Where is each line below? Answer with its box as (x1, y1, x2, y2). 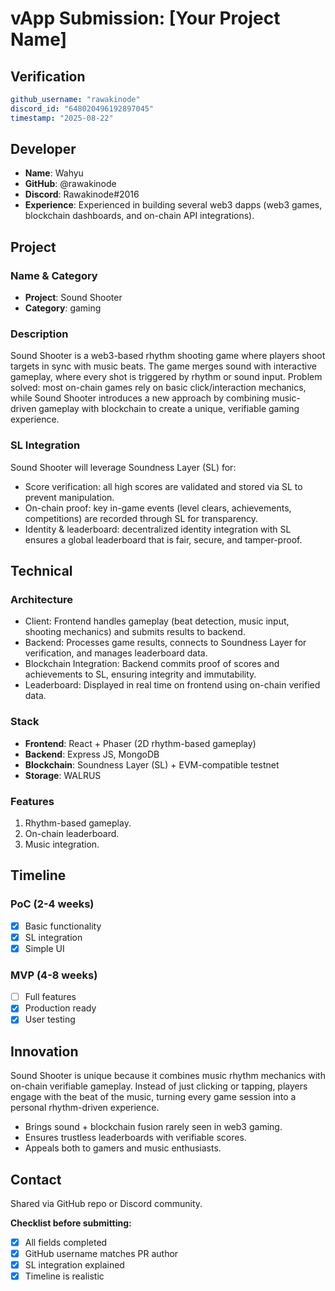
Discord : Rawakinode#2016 (24, 188, 140, 201)
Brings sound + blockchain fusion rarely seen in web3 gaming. (24, 1121, 283, 1133)
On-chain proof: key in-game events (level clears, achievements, (24, 502, 292, 514)
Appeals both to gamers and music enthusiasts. (24, 1142, 222, 1154)
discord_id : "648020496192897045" (10, 103, 155, 114)
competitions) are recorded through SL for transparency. (24, 512, 259, 524)
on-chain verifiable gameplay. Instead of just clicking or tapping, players (10, 1080, 308, 1092)
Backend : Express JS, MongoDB (24, 748, 160, 760)
